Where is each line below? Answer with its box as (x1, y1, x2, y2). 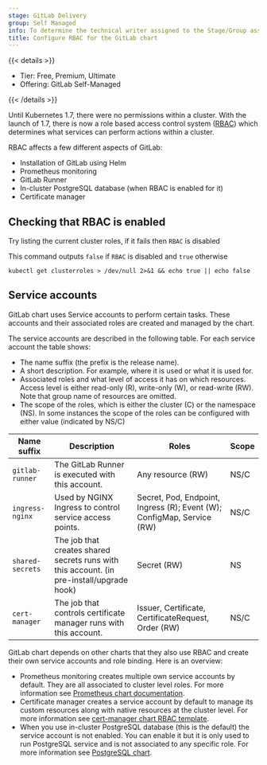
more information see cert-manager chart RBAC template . (19, 713, 209, 723)
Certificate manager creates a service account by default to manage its (19, 697, 253, 706)
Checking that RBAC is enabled (8, 215, 166, 228)
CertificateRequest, (137, 612, 209, 623)
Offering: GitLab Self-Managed (19, 80, 122, 89)
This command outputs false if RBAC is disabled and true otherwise (8, 252, 228, 261)
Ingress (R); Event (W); (137, 502, 222, 513)
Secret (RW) (137, 559, 184, 570)
